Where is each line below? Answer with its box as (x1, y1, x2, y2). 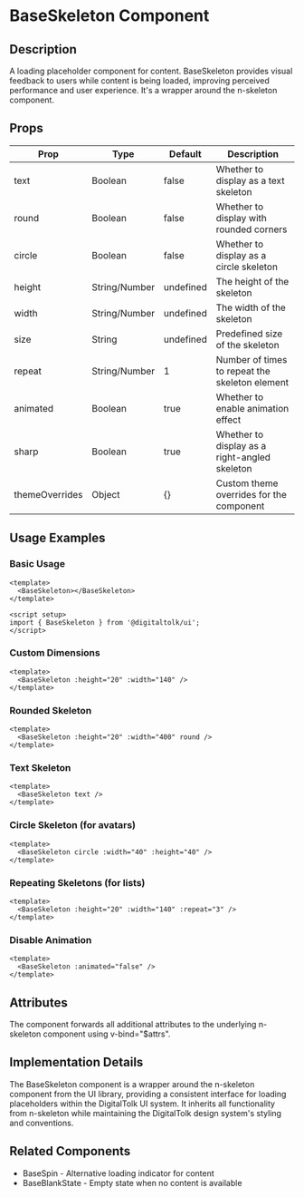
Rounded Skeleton (9, 704, 92, 716)
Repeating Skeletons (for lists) (9, 876, 146, 889)
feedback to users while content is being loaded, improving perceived (9, 75, 270, 86)
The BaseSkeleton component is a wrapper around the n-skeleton (9, 1078, 255, 1089)
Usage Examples (9, 530, 106, 546)
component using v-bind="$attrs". (43, 1028, 171, 1039)
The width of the (215, 301, 287, 314)
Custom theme (215, 477, 279, 490)
